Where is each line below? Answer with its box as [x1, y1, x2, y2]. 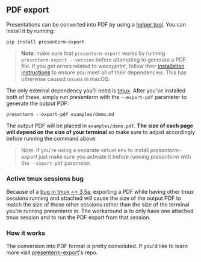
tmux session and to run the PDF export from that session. [6, 214, 151, 221]
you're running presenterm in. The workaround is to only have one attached [6, 208, 194, 215]
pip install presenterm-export [6, 39, 85, 45]
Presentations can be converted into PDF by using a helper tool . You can [6, 21, 187, 28]
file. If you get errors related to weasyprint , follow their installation [20, 62, 185, 69]
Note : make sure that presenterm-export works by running [20, 50, 165, 57]
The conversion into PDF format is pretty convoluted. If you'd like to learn [6, 243, 188, 250]
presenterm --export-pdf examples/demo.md [6, 111, 114, 117]
